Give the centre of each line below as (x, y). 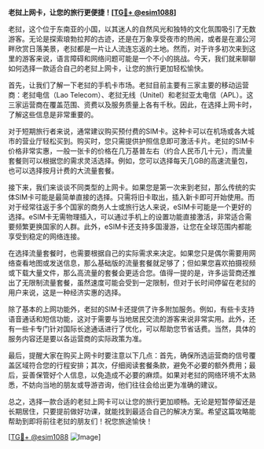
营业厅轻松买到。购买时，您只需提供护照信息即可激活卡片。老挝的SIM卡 (138, 141)
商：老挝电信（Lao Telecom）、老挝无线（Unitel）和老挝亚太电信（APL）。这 (131, 95)
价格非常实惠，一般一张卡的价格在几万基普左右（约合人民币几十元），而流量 (130, 151)
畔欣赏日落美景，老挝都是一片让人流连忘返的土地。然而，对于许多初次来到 (128, 49)
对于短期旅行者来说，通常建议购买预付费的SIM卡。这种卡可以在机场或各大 (128, 131)
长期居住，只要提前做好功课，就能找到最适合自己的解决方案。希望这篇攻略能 (132, 411)
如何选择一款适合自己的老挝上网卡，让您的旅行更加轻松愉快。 (108, 68)
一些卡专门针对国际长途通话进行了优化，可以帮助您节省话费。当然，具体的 (135, 329)
